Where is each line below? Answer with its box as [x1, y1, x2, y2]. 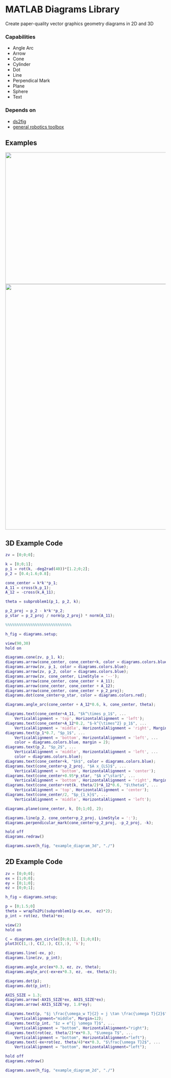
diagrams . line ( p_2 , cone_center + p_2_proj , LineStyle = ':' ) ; [5, 815, 138, 821]
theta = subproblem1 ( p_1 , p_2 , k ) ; [5, 599, 81, 604]
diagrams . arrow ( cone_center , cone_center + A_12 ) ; [5, 683, 115, 689]
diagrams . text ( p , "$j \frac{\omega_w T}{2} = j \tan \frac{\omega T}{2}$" [5, 1011, 167, 1017]
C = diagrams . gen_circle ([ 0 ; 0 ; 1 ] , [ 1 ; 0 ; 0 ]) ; [5, 936, 101, 942]
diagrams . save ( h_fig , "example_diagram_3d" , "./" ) [5, 843, 115, 849]
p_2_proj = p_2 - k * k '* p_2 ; [5, 608, 65, 613]
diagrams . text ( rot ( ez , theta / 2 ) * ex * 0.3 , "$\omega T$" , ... [5, 1030, 133, 1036]
